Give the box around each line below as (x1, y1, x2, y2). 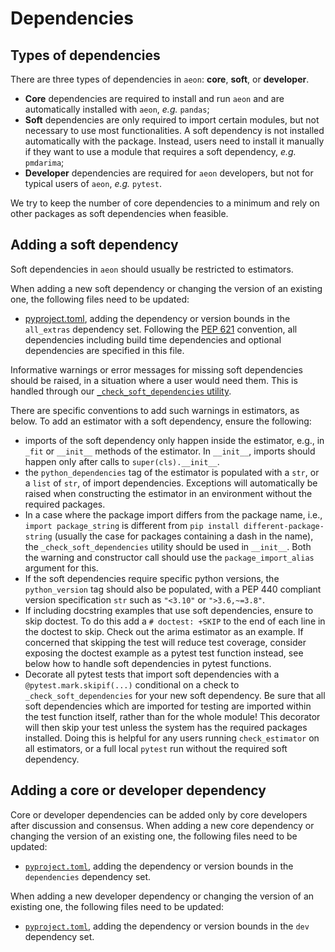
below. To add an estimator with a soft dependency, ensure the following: (10, 415, 312, 427)
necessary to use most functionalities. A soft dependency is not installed (24, 125, 325, 136)
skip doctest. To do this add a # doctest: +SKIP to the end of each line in (24, 615, 326, 627)
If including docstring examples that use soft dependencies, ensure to (24, 604, 314, 616)
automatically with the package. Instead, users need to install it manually (24, 135, 325, 147)
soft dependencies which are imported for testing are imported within (24, 700, 312, 712)
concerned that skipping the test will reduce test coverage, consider (24, 636, 307, 648)
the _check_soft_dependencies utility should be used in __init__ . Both (24, 540, 312, 552)
